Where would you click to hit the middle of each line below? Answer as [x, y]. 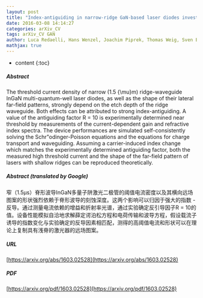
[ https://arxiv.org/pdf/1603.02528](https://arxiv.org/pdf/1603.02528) [92, 288]
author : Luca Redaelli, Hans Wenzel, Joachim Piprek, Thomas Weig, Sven [100, 40]
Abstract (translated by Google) [47, 177]
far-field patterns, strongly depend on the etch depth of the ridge [87, 105]
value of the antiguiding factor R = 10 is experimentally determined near [95, 117]
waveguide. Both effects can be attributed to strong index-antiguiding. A [96, 111]
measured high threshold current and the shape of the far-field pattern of [97, 156]
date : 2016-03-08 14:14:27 [40, 23]
